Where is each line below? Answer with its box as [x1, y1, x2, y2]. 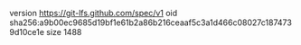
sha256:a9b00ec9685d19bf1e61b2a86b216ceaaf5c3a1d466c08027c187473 [9, 17, 292, 28]
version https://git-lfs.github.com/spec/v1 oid [9, 8, 178, 18]
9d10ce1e [9, 27, 45, 37]
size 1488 [46, 27, 82, 37]
